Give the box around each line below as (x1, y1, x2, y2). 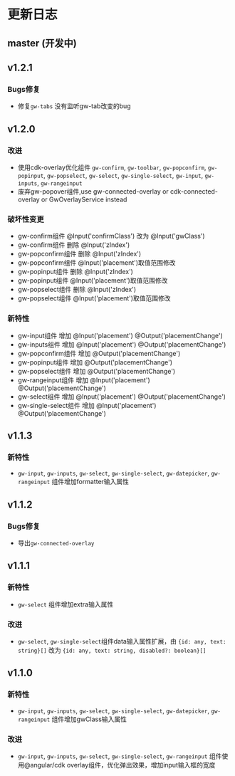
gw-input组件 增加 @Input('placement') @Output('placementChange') (17, 331, 223, 340)
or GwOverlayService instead (41, 195, 127, 204)
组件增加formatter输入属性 (51, 478, 130, 486)
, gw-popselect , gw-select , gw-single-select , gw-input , (43, 171, 204, 179)
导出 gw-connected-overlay (17, 538, 95, 547)
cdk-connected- (169, 187, 219, 196)
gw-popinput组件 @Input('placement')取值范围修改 (17, 276, 168, 285)
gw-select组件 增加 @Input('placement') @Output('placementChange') (17, 392, 226, 401)
